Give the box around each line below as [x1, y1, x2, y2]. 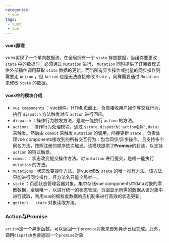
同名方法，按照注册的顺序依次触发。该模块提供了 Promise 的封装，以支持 [12, 142, 163, 149]
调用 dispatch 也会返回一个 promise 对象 [5, 232, 84, 238]
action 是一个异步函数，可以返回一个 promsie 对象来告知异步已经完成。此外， [5, 225, 163, 231]
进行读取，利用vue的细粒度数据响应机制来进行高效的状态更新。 [12, 193, 145, 199]
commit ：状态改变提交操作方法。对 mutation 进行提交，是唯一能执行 [12, 155, 154, 161]
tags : [5, 17, 17, 22]
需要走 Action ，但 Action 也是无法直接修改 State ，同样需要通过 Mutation [5, 74, 159, 80]
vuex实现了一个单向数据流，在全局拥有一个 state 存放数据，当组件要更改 [5, 55, 157, 61]
